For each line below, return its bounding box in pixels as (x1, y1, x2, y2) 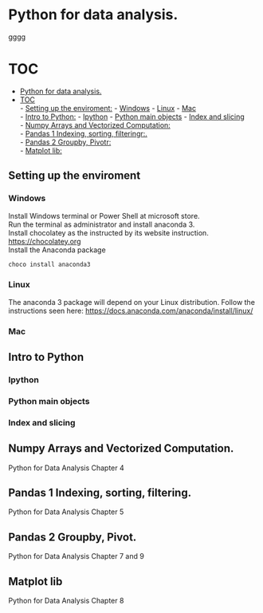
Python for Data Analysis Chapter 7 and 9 (8, 552, 145, 561)
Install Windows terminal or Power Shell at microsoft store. (8, 211, 201, 220)
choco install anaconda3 (8, 260, 91, 268)
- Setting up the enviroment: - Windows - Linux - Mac (19, 103, 197, 113)
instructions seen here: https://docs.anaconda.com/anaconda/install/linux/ (8, 306, 253, 315)
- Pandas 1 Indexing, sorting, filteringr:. (19, 129, 147, 138)
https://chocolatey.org (8, 236, 81, 246)
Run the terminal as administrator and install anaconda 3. (8, 219, 195, 229)
